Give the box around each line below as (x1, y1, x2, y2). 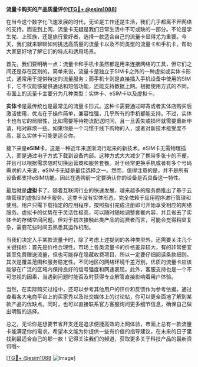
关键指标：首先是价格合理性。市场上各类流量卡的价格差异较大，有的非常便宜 (6, 243, 192, 251)
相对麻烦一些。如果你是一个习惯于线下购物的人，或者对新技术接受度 (16, 125, 181, 132)
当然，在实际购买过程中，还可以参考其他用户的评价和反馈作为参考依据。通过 (6, 286, 192, 293)
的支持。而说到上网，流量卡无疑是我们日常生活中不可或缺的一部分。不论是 (6, 26, 187, 33)
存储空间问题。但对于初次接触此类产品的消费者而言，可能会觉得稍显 (21, 216, 187, 223)
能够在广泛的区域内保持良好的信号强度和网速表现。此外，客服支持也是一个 (6, 266, 187, 272)
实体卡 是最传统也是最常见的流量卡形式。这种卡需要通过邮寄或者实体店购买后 (6, 103, 192, 109)
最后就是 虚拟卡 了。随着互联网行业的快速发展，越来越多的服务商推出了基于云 (6, 187, 192, 194)
